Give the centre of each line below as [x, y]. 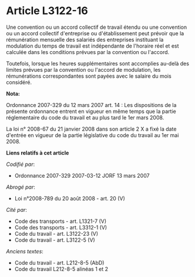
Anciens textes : [25, 251]
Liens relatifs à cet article [38, 153]
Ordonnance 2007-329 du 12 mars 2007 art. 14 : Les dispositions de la [91, 105]
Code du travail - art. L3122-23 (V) [56, 233]
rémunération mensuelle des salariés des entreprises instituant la [85, 39]
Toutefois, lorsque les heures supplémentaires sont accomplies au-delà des [98, 64]
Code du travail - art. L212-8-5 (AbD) [59, 262]
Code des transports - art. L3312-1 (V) [61, 227]
